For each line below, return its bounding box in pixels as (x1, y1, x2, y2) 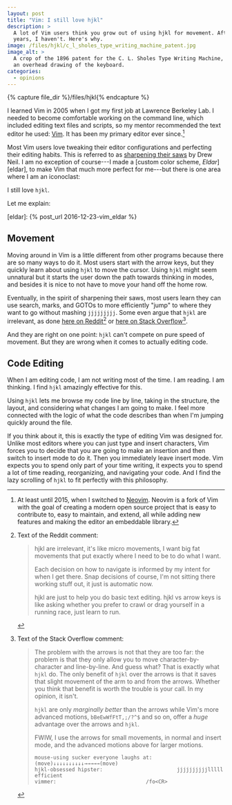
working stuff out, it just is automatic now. (34, 580, 153, 588)
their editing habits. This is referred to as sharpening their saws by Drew (7, 151, 213, 159)
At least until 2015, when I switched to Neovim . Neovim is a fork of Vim (17, 496, 219, 504)
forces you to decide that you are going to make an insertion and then (7, 447, 206, 455)
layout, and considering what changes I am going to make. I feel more (7, 404, 206, 412)
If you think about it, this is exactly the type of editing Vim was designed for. (7, 432, 223, 440)
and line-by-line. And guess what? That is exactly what (63, 663, 220, 671)
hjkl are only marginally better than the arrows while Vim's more (34, 706, 219, 714)
